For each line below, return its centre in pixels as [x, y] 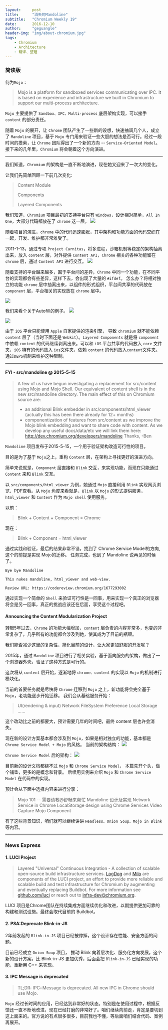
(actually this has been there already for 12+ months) [79, 415]
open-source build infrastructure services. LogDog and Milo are [83, 874]
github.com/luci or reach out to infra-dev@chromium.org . [76, 895]
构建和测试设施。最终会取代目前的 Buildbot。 [52, 912]
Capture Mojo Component [44, 811]
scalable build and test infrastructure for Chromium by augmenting [86, 885]
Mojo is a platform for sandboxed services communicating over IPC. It [89, 92]
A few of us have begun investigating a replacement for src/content [87, 384]
